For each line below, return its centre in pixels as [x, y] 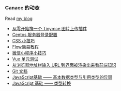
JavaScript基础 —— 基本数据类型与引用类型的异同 [62, 77]
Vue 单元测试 [25, 59]
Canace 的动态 [22, 7]
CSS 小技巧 [23, 41]
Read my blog [19, 18]
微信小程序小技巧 [29, 53]
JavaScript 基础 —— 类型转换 [41, 83]
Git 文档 [20, 71]
